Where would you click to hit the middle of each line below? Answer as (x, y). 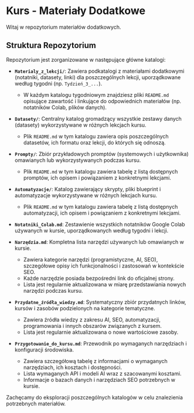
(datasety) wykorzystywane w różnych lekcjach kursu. (80, 125)
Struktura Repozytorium (51, 45)
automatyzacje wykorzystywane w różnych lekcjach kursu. (86, 195)
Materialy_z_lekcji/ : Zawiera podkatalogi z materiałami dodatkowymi (99, 71)
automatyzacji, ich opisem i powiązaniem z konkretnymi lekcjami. (102, 213)
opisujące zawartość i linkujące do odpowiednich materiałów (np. (102, 101)
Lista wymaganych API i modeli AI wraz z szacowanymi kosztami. (102, 373)
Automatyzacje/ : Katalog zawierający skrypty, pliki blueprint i (88, 189)
